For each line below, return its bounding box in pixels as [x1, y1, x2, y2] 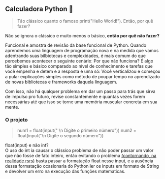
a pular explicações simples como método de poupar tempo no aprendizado [5, 73, 160, 79]
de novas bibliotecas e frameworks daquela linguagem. [5, 79, 117, 85]
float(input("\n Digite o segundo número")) [17, 133, 104, 139]
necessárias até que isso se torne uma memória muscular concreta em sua [5, 99, 158, 105]
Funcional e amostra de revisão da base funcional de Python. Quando [5, 42, 147, 48]
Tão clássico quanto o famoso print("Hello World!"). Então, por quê [17, 18, 154, 24]
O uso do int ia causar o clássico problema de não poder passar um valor [5, 148, 154, 153]
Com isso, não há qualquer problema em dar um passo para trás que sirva [5, 88, 156, 94]
